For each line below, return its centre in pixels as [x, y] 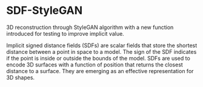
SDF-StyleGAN [45, 11]
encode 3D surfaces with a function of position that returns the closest [95, 65]
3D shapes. [21, 77]
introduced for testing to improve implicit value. [65, 33]
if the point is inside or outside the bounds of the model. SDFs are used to [98, 58]
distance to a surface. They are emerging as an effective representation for [100, 71]
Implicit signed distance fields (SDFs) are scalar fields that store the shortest [102, 45]
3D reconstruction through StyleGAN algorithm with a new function [90, 27]
